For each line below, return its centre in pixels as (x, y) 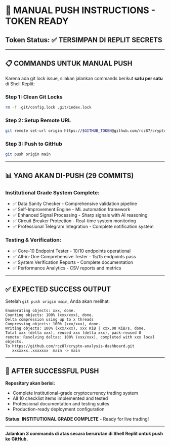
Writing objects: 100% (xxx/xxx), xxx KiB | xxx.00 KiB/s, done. (75, 329)
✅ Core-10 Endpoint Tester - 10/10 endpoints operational (71, 251)
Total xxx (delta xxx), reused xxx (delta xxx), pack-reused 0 (73, 333)
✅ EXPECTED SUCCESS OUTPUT (58, 289)
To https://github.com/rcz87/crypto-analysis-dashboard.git (70, 346)
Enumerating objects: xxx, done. (40, 311)
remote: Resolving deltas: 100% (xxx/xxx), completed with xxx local (80, 337)
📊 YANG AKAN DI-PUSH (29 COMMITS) (70, 175)
